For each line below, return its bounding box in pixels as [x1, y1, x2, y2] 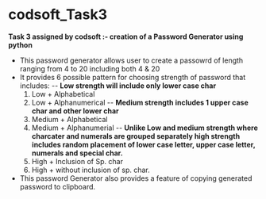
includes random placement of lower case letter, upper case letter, [31, 140, 256, 149]
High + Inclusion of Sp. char [31, 156, 123, 166]
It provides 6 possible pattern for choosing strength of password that [19, 72, 246, 82]
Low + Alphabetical [31, 89, 95, 98]
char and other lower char [31, 105, 119, 116]
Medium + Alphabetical [31, 114, 108, 124]
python [8, 40, 33, 49]
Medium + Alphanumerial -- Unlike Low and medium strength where [31, 123, 258, 132]
